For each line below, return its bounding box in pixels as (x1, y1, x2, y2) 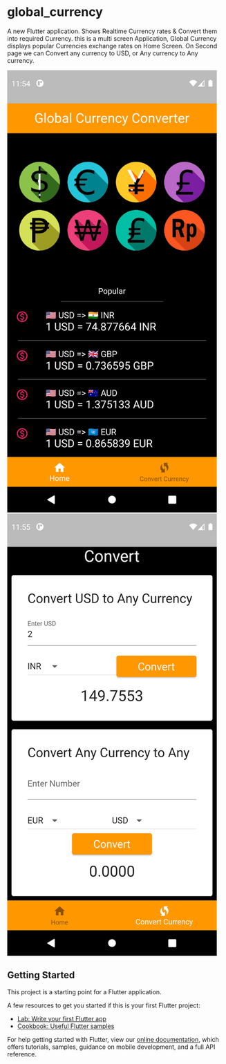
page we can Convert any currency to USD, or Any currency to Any (7, 49, 198, 57)
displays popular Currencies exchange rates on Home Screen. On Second (7, 41, 218, 50)
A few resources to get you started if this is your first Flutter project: (7, 1001, 200, 1009)
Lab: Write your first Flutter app (17, 1014, 107, 1023)
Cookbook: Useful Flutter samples (17, 1022, 115, 1030)
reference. (7, 1049, 37, 1058)
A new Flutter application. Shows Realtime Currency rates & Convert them (7, 27, 218, 35)
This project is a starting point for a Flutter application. (7, 987, 162, 996)
